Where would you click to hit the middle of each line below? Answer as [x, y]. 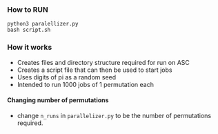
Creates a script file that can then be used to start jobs [95, 70]
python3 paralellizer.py [43, 24]
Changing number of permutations [58, 100]
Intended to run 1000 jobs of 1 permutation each [85, 84]
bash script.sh [29, 30]
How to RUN [28, 10]
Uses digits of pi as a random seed [67, 77]
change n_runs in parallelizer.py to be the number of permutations [114, 115]
